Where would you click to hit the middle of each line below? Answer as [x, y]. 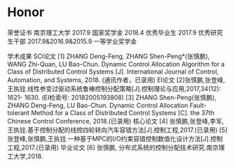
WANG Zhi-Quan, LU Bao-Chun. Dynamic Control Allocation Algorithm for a [116, 64]
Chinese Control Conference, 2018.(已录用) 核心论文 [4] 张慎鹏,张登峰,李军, [116, 121]
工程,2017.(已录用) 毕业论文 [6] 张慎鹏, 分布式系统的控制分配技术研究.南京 [113, 147]
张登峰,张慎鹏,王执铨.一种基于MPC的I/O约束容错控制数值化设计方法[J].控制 [115, 138]
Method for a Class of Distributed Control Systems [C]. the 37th [123, 112]
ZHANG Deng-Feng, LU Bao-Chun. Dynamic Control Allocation [98, 105]
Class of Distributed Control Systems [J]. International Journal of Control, [113, 72]
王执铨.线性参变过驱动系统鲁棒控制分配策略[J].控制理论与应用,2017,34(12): [114, 88]
